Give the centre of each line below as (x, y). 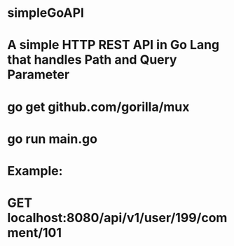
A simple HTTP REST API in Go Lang (113, 45)
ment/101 (34, 233)
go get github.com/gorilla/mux (98, 107)
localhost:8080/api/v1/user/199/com (117, 218)
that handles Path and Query (92, 60)
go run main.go (53, 139)
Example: (35, 171)
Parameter (39, 75)
